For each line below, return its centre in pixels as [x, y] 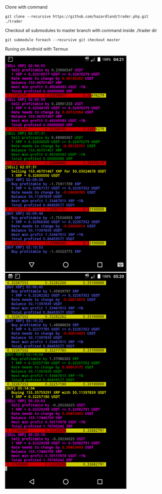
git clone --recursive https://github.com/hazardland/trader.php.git [77, 17]
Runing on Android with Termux [37, 49]
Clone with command [26, 7]
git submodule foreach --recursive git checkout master [63, 40]
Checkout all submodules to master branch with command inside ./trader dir [81, 30]
